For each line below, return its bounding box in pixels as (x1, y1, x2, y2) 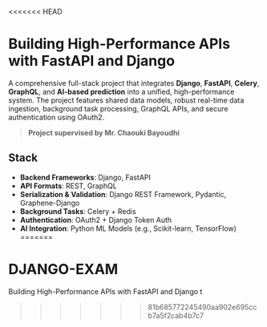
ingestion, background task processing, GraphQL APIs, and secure (8, 103, 229, 113)
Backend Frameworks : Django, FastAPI (19, 172, 151, 182)
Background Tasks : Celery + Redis (19, 206, 136, 216)
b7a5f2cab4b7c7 (148, 310, 204, 320)
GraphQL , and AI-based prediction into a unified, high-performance (8, 87, 235, 96)
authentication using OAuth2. (8, 112, 105, 122)
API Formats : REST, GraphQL (19, 180, 118, 191)
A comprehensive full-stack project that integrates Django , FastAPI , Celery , (8, 78, 260, 87)
